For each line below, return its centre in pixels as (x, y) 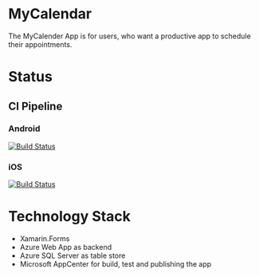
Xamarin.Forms (45, 239)
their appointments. (40, 44)
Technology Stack (70, 217)
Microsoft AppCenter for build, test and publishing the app (116, 264)
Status (31, 77)
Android (24, 129)
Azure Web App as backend (66, 247)
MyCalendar (50, 14)
